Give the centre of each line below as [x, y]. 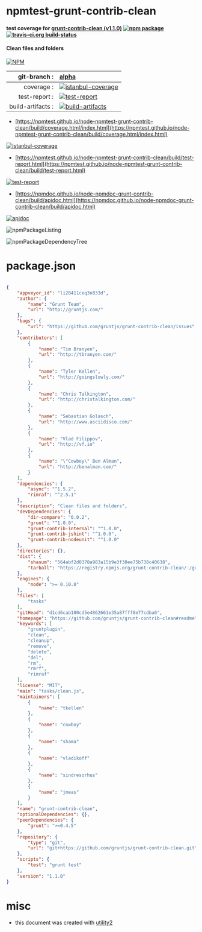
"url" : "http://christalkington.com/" [87, 399]
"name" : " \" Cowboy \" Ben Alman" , [80, 461]
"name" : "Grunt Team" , [56, 304]
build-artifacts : [32, 106]
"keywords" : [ [35, 624]
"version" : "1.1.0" [41, 876]
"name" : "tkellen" [61, 708]
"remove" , [40, 646]
